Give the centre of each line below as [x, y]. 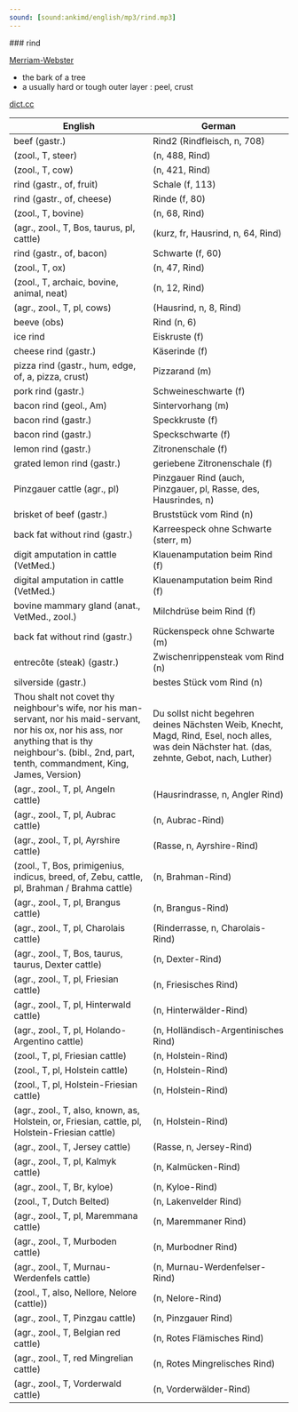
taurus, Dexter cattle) [58, 964]
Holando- [106, 1030]
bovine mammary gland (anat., [77, 606]
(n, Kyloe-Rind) [185, 1186]
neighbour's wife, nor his [65, 708]
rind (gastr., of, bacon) [61, 253]
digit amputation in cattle [65, 554]
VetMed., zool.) [45, 616]
